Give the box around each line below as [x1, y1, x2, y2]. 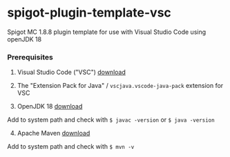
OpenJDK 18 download [17, 102, 83, 111]
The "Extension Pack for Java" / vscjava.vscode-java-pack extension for [17, 82, 224, 90]
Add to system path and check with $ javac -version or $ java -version [7, 116, 215, 124]
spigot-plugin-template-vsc [7, 5, 171, 21]
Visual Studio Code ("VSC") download [17, 68, 126, 77]
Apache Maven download [17, 129, 90, 138]
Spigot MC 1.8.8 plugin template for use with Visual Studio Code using [7, 28, 207, 36]
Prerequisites [7, 52, 53, 62]
